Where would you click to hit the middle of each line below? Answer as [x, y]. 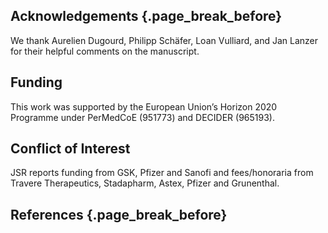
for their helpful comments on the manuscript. [105, 51]
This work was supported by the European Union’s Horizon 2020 [144, 106]
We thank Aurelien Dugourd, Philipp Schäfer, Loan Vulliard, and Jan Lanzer [164, 40]
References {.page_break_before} [119, 214]
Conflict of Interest [70, 149]
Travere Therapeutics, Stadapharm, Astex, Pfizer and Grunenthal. [145, 183]
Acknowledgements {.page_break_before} [146, 16]
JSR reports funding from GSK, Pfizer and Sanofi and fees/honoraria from [162, 173]
